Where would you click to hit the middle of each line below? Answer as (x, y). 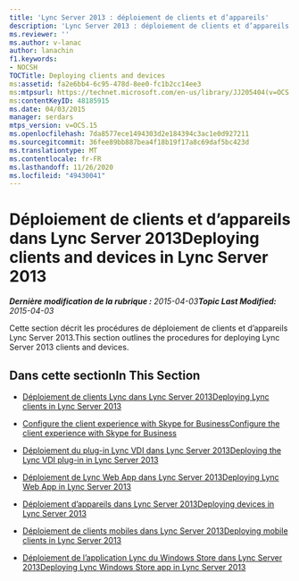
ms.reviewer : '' (39, 34)
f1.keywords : (33, 59)
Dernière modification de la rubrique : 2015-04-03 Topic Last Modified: (143, 301)
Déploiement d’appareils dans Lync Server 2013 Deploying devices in (148, 504)
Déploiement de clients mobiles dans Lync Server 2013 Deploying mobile (155, 531)
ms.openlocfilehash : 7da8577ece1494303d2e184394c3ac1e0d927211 (129, 134)
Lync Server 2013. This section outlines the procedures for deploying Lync (145, 338)
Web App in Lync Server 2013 (77, 487)
